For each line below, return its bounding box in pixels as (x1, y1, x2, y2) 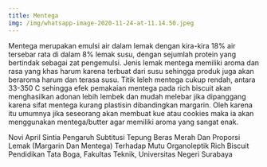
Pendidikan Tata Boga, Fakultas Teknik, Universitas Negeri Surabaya (8, 149, 233, 159)
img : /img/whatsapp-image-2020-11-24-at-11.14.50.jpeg (8, 19, 194, 27)
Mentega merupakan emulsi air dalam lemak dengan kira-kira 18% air (8, 41, 236, 50)
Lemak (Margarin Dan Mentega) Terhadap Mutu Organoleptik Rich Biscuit (8, 141, 249, 150)
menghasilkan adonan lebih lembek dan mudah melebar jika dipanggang (8, 91, 246, 101)
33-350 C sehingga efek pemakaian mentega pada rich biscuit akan (8, 83, 232, 92)
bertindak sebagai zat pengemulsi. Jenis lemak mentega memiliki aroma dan (8, 57, 260, 68)
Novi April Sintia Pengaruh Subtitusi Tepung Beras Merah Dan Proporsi (8, 132, 241, 142)
